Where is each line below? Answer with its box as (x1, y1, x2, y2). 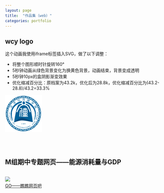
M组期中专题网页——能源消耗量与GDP (5, 158, 121, 166)
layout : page (5, 8, 32, 13)
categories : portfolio (5, 18, 51, 23)
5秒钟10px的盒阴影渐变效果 (12, 74, 68, 80)
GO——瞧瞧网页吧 (5, 183, 42, 189)
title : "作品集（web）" (5, 13, 52, 18)
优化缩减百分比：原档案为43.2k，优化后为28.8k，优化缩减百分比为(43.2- (12, 80, 160, 86)
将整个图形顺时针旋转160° (12, 62, 65, 67)
